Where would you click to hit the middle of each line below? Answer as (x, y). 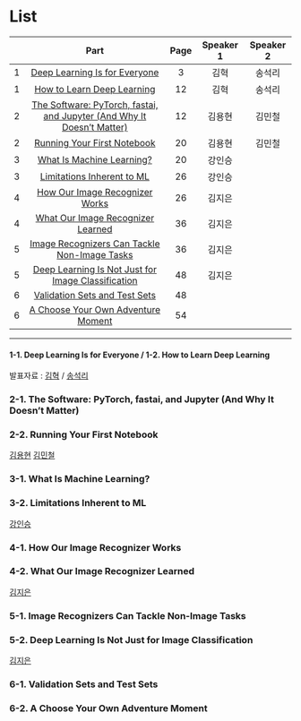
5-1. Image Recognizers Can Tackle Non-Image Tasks (128, 615)
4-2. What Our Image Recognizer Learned (102, 571)
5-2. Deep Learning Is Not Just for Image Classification (131, 639)
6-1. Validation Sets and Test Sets (84, 684)
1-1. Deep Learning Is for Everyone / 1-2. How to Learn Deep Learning (140, 355)
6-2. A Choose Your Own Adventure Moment (108, 708)
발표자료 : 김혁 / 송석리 (49, 376)
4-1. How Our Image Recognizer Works (95, 547)
